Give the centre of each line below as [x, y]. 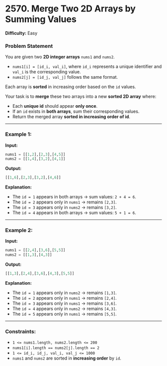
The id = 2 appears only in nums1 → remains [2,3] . [64, 202]
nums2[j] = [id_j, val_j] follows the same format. [65, 77]
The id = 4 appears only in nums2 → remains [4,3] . [64, 309]
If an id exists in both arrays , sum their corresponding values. [76, 111]
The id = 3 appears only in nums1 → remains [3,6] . [64, 303]
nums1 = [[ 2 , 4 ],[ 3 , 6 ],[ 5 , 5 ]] [35, 250]
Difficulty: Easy [21, 33]
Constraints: [21, 331]
